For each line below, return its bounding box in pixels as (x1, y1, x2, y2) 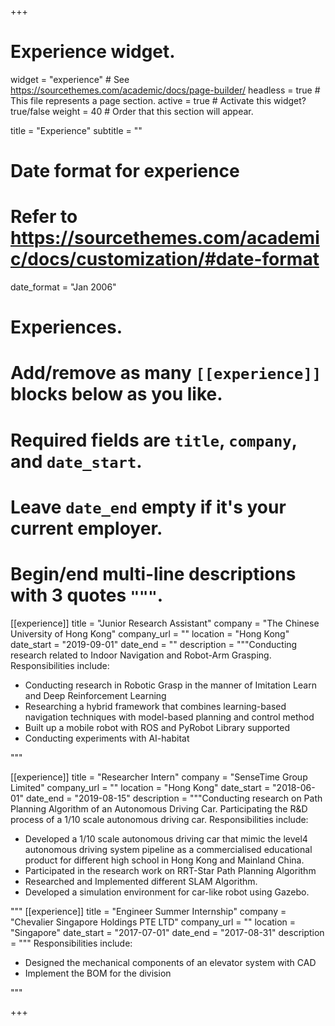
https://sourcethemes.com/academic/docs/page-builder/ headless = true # (10, 84, 321, 96)
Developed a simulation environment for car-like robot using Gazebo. (24, 886, 310, 898)
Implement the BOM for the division (24, 967, 172, 979)
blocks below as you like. (10, 383, 223, 406)
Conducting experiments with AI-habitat (24, 732, 190, 744)
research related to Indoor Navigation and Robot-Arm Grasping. (10, 649, 272, 661)
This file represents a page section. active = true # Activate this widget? (10, 94, 307, 106)
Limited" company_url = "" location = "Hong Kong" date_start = (10, 781, 271, 793)
